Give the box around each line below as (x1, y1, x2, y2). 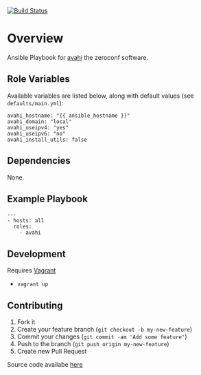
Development (7, 248, 67, 259)
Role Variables (7, 73, 70, 85)
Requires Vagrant (7, 266, 56, 275)
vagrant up (16, 281, 49, 288)
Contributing (7, 299, 63, 311)
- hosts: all (7, 217, 45, 224)
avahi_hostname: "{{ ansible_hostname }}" (7, 112, 130, 119)
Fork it (16, 318, 36, 326)
